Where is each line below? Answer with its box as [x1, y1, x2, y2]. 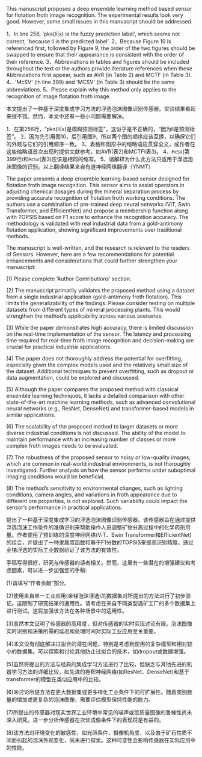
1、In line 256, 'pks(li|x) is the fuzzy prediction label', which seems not [6, 30, 180, 37]
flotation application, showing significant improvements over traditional [6, 226, 182, 233]
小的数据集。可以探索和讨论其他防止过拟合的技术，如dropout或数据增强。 [6, 648, 189, 655]
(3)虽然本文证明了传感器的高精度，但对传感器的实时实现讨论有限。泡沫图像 [6, 620, 192, 627]
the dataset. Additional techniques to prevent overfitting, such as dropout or [6, 368, 194, 375]
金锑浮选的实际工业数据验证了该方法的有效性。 [6, 546, 122, 553]
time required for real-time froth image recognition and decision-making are [6, 337, 194, 344]
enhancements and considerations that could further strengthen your [6, 257, 178, 264]
